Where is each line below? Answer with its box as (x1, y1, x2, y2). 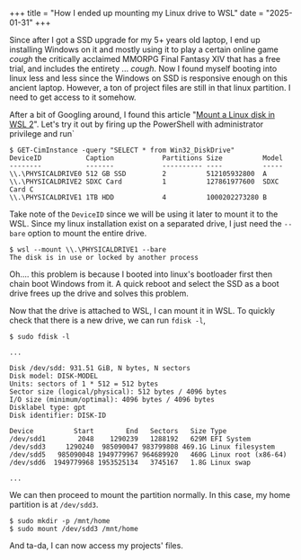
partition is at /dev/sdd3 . (9, 499, 99, 510)
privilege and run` (9, 129, 75, 138)
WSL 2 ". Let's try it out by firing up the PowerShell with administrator (9, 119, 264, 129)
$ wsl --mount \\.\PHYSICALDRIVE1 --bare (9, 245, 167, 254)
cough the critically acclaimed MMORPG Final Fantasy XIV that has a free (9, 54, 281, 64)
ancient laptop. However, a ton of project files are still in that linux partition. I (9, 83, 291, 93)
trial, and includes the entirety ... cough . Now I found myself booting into (9, 63, 278, 74)
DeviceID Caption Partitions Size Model (9, 154, 283, 163)
